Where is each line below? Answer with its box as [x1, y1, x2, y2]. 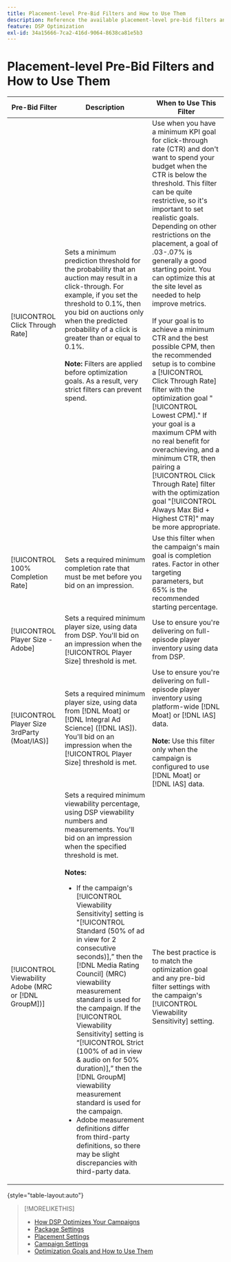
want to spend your [152, 153, 215, 162]
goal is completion [152, 551, 212, 560]
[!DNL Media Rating [76, 960, 140, 970]
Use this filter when [152, 533, 215, 543]
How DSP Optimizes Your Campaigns [34, 1218, 140, 1226]
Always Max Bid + [152, 505, 210, 515]
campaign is [152, 753, 192, 763]
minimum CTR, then [152, 454, 216, 463]
